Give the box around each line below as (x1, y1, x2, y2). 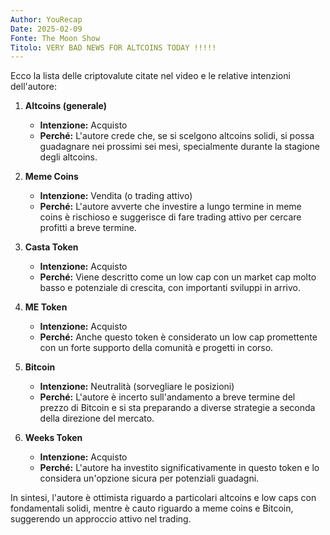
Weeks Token (24, 432, 83, 444)
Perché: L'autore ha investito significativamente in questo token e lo (39, 462, 320, 474)
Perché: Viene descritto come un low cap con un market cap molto (39, 271, 317, 283)
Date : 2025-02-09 (10, 24, 83, 34)
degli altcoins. (39, 151, 98, 163)
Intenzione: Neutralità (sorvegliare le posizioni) (39, 381, 235, 393)
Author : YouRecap (10, 14, 83, 25)
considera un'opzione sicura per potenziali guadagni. (39, 472, 260, 485)
